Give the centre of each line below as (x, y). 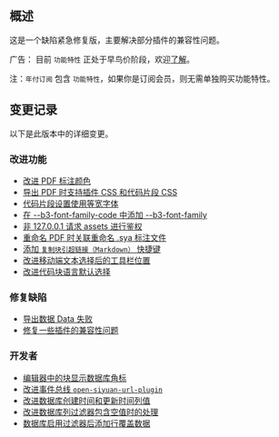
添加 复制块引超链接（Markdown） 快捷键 (91, 249)
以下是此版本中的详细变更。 (61, 134)
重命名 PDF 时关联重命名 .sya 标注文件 (94, 237)
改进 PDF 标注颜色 (56, 181)
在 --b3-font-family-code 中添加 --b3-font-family (115, 214)
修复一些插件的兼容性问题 (70, 331)
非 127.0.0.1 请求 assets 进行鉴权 (82, 226)
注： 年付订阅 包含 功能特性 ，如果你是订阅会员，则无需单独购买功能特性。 (142, 78)
